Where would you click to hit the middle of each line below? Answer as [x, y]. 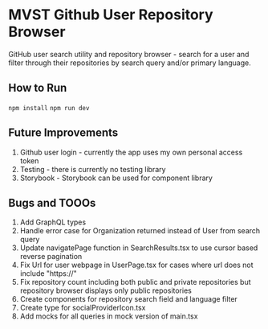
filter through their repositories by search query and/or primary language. [130, 63]
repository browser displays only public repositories [106, 290]
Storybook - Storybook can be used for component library [116, 178]
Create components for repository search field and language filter [129, 299]
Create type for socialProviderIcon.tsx [83, 308]
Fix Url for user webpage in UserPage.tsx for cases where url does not [137, 265]
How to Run [38, 88]
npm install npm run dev [49, 108]
